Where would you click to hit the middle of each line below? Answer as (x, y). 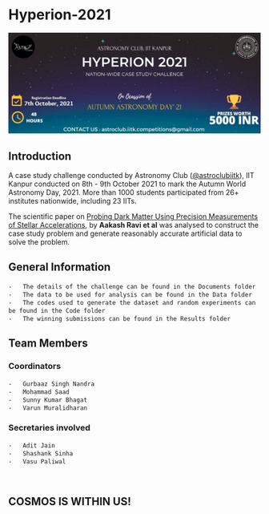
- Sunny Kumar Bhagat (48, 400)
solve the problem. (39, 242)
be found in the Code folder (57, 310)
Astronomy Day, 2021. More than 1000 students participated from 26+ (124, 192)
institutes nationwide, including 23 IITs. (73, 201)
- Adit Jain (32, 445)
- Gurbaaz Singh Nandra (51, 384)
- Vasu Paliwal (37, 461)
